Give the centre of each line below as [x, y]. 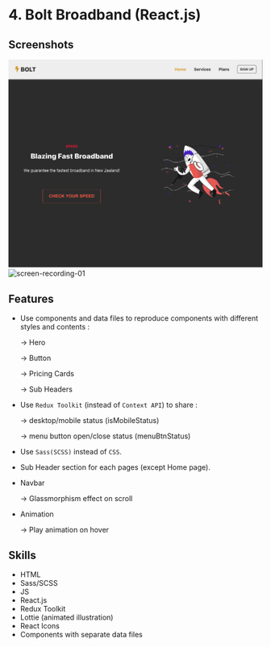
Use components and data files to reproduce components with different [139, 318]
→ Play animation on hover [65, 530]
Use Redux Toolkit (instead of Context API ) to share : [108, 405]
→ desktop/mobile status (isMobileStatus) [90, 421]
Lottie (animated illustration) [67, 617]
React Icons [40, 626]
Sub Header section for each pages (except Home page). [115, 467]
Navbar [32, 483]
